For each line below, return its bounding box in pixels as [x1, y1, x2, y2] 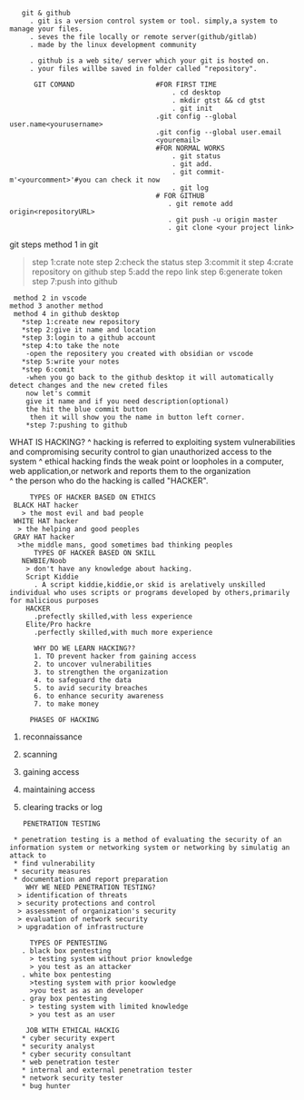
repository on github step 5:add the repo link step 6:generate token [31, 266, 283, 277]
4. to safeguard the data [33, 676, 132, 685]
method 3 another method [9, 302, 103, 311]
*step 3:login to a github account [21, 333, 156, 342]
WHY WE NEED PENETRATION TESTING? [25, 883, 156, 892]
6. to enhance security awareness [33, 691, 165, 700]
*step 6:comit [21, 365, 75, 374]
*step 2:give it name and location [21, 325, 156, 334]
